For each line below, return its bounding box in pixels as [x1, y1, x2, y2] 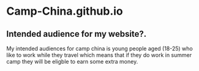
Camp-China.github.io [6, 4, 124, 18]
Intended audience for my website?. [6, 29, 147, 39]
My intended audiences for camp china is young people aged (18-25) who [6, 45, 193, 52]
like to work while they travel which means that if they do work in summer [6, 51, 192, 59]
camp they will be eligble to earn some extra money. [6, 58, 138, 65]
